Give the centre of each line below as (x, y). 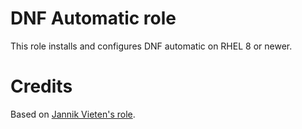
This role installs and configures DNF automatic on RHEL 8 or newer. (151, 46)
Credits (41, 86)
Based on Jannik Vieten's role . (73, 114)
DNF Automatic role (93, 18)
